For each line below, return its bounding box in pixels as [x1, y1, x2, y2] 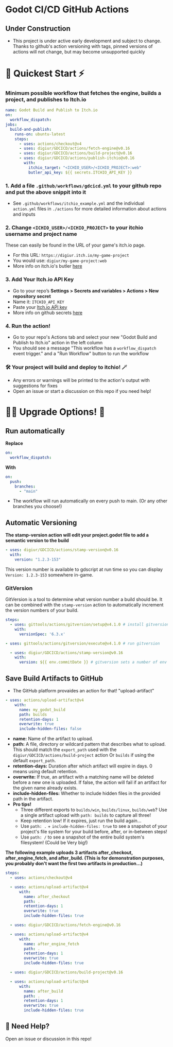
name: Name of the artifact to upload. [12, 736, 94, 742]
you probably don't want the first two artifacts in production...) [5, 861, 143, 867]
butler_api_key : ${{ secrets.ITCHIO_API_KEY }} [28, 170, 132, 175]
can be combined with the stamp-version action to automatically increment [5, 602, 164, 608]
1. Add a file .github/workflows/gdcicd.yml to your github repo [5, 182, 162, 189]
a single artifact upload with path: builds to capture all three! [20, 812, 151, 818]
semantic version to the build [5, 537, 70, 544]
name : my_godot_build [19, 707, 66, 712]
